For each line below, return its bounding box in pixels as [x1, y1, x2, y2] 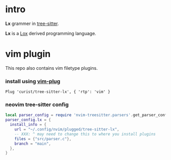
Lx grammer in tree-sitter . [5, 20, 59, 26]
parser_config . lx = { [5, 117, 51, 123]
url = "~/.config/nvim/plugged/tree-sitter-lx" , [14, 127, 120, 132]
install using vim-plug [5, 77, 61, 85]
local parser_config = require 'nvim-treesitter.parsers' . [5, 113, 133, 118]
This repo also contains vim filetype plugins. [5, 65, 98, 71]
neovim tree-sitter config [5, 101, 69, 108]
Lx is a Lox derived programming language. [5, 30, 97, 36]
